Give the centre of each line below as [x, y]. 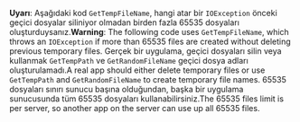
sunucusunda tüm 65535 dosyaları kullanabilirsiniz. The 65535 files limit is [147, 99]
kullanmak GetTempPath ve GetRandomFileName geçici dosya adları [129, 61]
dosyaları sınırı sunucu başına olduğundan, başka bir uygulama [127, 89]
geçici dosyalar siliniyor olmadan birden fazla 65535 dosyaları [124, 22]
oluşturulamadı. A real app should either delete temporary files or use [137, 70]
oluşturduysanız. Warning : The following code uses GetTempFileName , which [149, 32]
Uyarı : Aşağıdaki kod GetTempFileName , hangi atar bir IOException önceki [143, 13]
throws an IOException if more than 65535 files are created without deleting [150, 41]
